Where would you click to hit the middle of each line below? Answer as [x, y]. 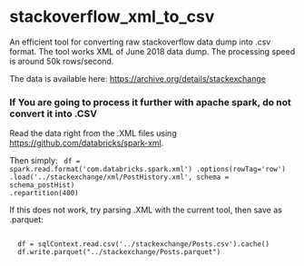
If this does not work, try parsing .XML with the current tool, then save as [146, 210]
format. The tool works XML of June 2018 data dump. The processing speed [152, 51]
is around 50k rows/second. [62, 61]
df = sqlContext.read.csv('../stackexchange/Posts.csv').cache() [144, 244]
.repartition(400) [44, 193]
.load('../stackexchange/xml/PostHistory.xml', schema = [119, 177]
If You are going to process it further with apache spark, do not [151, 102]
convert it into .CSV [54, 113]
